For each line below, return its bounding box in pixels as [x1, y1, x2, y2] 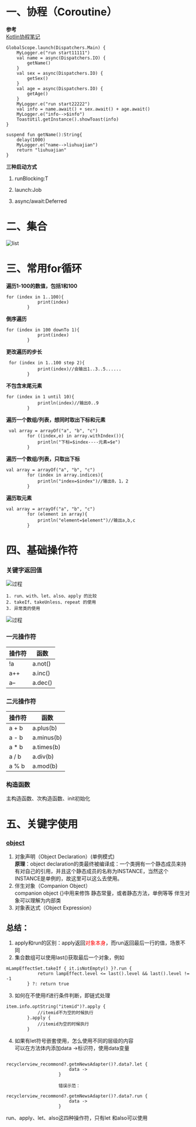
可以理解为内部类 [19, 897, 61, 904]
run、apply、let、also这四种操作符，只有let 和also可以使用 [6, 1115, 148, 1122]
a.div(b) [32, 752, 54, 760]
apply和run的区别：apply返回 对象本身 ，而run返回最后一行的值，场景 [14, 939, 181, 946]
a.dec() [32, 678, 53, 687]
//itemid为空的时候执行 [37, 1021, 90, 1027]
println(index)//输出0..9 [37, 400, 99, 406]
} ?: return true [27, 981, 69, 987]
